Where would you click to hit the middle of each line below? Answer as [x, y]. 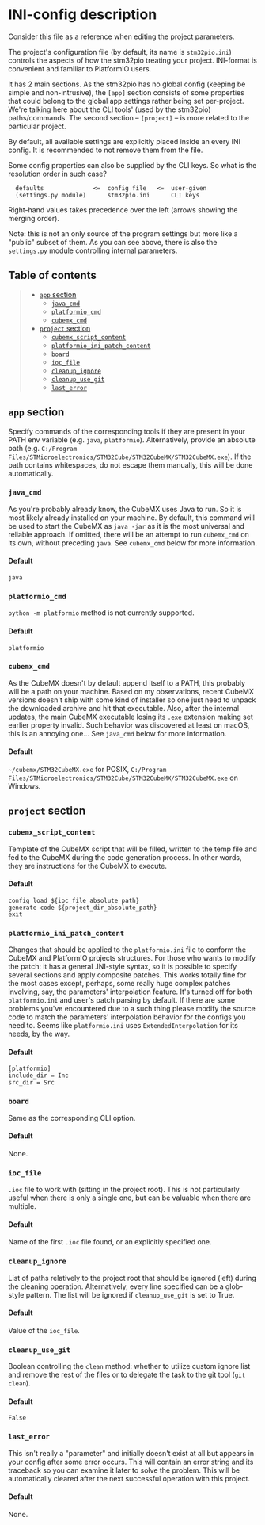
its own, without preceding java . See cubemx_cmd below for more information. [132, 543]
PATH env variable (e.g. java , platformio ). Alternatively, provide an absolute [132, 440]
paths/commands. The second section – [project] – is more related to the [129, 117]
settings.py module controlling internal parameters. [93, 250]
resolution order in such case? [57, 174]
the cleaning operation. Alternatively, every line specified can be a [116, 1286]
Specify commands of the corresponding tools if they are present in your [127, 431]
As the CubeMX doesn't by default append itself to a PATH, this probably [127, 682]
